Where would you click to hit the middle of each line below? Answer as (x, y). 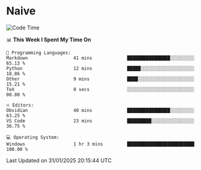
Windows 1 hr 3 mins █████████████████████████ (100, 144)
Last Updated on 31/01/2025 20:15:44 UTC (59, 160)
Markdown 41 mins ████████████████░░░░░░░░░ (100, 58)
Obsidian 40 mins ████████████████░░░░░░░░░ (100, 110)
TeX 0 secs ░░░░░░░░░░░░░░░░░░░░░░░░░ (100, 89)
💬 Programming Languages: (38, 53)
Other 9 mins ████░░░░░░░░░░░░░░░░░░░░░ (100, 79)
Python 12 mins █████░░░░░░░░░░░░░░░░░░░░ (100, 68)
